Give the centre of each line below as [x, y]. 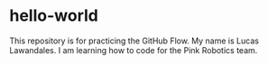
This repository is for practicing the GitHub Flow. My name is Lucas [134, 41]
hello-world [54, 16]
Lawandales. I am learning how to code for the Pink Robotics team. [134, 50]
